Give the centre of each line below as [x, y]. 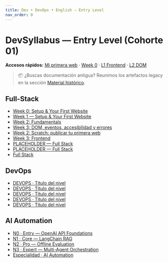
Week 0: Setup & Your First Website [50, 111]
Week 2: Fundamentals [37, 122]
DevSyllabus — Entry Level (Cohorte [84, 40]
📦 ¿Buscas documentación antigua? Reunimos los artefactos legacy [90, 75]
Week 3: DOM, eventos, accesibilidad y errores [62, 127]
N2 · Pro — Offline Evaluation [43, 244]
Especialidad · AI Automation [43, 255]
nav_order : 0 [19, 15]
